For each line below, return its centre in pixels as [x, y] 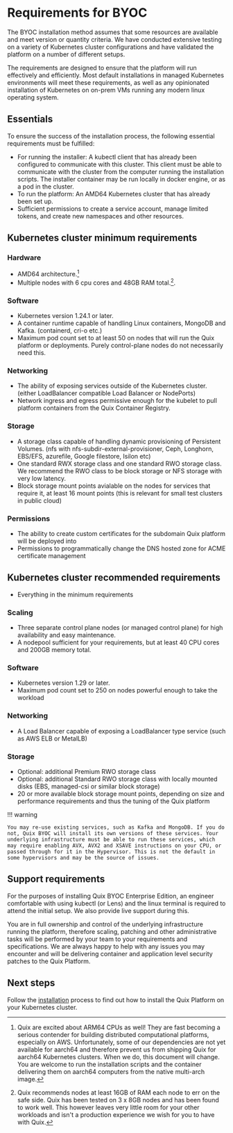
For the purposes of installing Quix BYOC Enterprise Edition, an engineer [111, 896]
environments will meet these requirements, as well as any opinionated [108, 82]
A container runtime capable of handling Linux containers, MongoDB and [121, 323]
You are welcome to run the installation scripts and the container [110, 1064]
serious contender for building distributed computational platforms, [113, 1034]
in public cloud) [40, 500]
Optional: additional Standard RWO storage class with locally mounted [117, 779]
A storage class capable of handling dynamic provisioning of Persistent [119, 441]
